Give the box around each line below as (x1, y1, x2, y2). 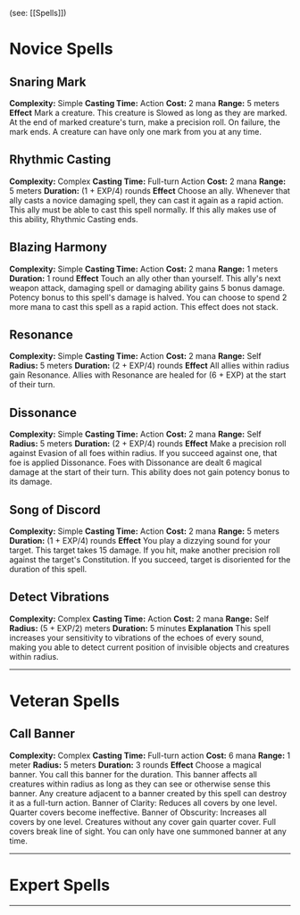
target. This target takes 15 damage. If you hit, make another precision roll (9, 545, 280, 556)
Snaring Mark (9, 74, 87, 89)
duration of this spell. (9, 564, 87, 575)
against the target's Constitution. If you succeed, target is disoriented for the (9, 554, 291, 565)
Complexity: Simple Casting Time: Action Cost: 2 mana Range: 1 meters (9, 263, 279, 274)
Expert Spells (9, 875, 110, 895)
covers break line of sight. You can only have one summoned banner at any (9, 826, 287, 836)
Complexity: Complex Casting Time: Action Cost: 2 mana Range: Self (9, 613, 270, 624)
